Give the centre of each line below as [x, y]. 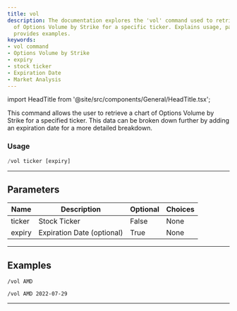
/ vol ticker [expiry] [39, 161]
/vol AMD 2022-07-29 [38, 294]
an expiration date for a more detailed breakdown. [80, 128]
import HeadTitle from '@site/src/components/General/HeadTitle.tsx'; [109, 99]
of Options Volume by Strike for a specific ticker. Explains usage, [118, 27]
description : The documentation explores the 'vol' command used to [110, 20]
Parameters [34, 189]
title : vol [23, 14]
